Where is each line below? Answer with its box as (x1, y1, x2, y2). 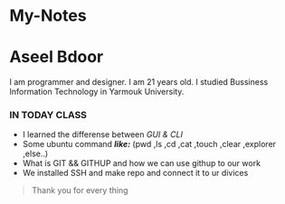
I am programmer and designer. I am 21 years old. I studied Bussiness (9, 77, 269, 88)
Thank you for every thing (31, 185, 128, 196)
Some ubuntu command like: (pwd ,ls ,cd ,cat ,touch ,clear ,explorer (22, 139, 277, 150)
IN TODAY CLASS (9, 109, 88, 122)
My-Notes (9, 5, 88, 26)
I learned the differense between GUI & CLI (22, 129, 184, 140)
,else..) (22, 148, 49, 159)
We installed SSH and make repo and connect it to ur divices (22, 168, 249, 179)
